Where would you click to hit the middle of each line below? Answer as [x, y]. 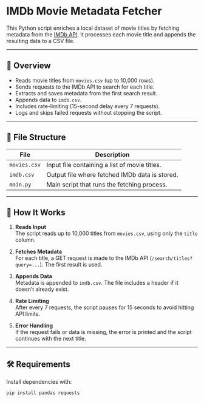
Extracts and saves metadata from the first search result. [86, 93]
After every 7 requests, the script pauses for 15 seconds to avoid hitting [104, 307]
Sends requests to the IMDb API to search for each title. [85, 87]
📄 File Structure [36, 138]
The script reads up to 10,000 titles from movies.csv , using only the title [106, 233]
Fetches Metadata [39, 252]
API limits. [28, 314]
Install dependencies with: [39, 382]
